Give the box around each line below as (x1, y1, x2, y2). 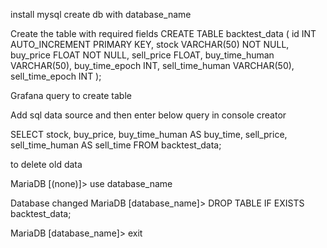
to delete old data (10, 159, 83, 170)
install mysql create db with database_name (10, 9, 192, 20)
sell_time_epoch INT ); (10, 70, 102, 82)
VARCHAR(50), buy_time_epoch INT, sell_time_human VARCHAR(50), (10, 60, 295, 71)
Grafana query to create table (10, 90, 132, 101)
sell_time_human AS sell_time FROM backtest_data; (10, 139, 222, 151)
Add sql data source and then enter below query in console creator (10, 109, 287, 121)
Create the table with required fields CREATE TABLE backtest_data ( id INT (10, 28, 317, 39)
